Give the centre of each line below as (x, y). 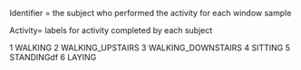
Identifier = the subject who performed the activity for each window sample (150, 13)
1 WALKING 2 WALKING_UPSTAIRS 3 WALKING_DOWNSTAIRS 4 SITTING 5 (150, 48)
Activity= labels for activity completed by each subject (111, 30)
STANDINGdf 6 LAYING (53, 57)
